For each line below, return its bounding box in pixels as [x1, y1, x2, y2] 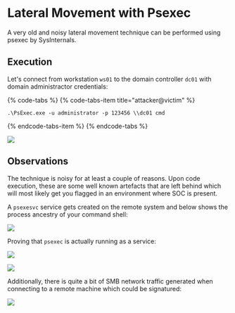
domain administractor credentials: [7, 82, 108, 91]
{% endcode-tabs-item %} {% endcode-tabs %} [7, 122, 148, 130]
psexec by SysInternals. [7, 35, 77, 44]
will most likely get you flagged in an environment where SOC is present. [7, 189, 218, 198]
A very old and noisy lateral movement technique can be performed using [7, 28, 221, 37]
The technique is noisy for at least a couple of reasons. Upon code [7, 174, 201, 182]
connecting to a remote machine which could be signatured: [7, 284, 182, 293]
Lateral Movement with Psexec [7, 5, 191, 21]
